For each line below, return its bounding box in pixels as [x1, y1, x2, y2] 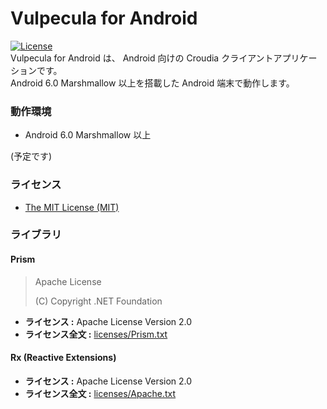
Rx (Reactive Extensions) [10, 352, 117, 364]
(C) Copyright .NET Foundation [34, 295, 163, 307]
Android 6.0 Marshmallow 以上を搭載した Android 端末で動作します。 [10, 77, 295, 89]
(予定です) [10, 150, 53, 162]
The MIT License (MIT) [24, 201, 120, 213]
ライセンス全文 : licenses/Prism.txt [24, 328, 168, 340]
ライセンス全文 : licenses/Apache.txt [24, 387, 177, 399]
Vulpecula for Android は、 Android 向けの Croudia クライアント [10, 52, 274, 64]
